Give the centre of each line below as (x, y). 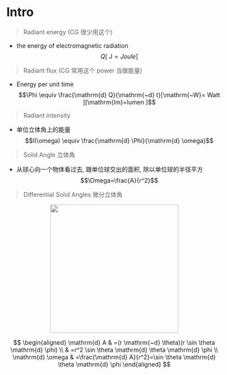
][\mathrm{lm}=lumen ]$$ (119, 102)
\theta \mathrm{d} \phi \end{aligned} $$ (114, 364)
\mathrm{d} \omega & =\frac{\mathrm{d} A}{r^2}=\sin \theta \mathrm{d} (114, 357)
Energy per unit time (45, 84)
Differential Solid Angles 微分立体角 (73, 194)
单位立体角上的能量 (43, 129)
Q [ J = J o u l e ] (119, 56)
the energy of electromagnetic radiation (72, 45)
